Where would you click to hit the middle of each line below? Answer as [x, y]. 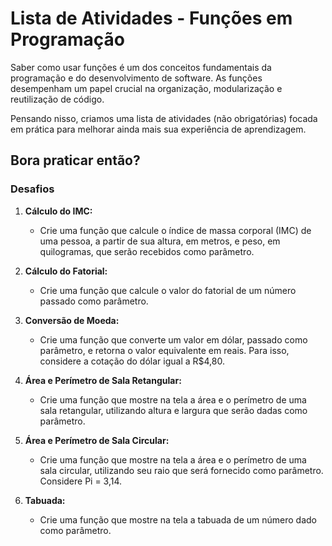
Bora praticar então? [75, 160]
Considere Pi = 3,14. [81, 481]
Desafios [32, 189]
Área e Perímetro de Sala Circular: [97, 440]
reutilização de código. [57, 99]
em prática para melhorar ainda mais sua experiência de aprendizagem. [158, 129]
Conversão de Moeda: [72, 320]
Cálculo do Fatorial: [66, 271]
